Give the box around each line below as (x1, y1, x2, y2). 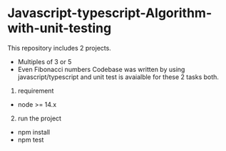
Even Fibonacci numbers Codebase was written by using (17, 65, 185, 73)
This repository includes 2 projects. (7, 43, 112, 52)
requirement (17, 86, 54, 95)
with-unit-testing (7, 20, 112, 36)
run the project (17, 114, 62, 123)
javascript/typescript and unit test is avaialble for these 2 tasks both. (17, 73, 220, 81)
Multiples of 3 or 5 (17, 57, 72, 66)
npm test (17, 135, 44, 144)
